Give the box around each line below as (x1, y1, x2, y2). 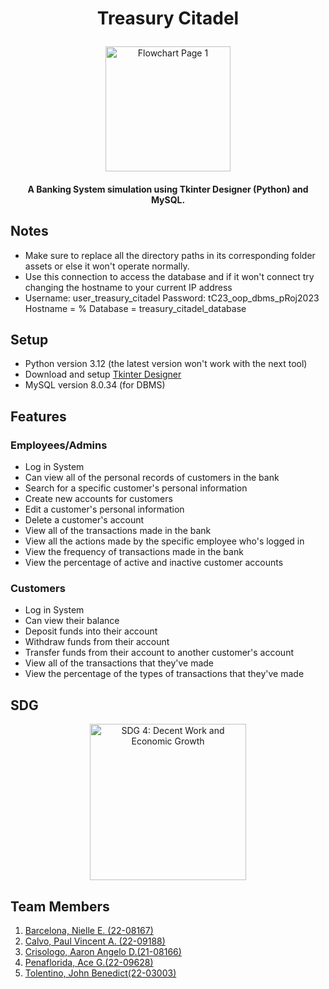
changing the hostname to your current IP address (24, 281, 233, 293)
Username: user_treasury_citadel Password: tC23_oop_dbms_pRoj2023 (24, 292, 320, 304)
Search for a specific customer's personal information (24, 482, 248, 494)
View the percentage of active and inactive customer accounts (24, 557, 284, 569)
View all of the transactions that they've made (24, 657, 215, 669)
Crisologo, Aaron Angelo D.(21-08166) (24, 946, 182, 958)
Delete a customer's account (24, 514, 145, 526)
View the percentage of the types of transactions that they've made (24, 668, 305, 680)
